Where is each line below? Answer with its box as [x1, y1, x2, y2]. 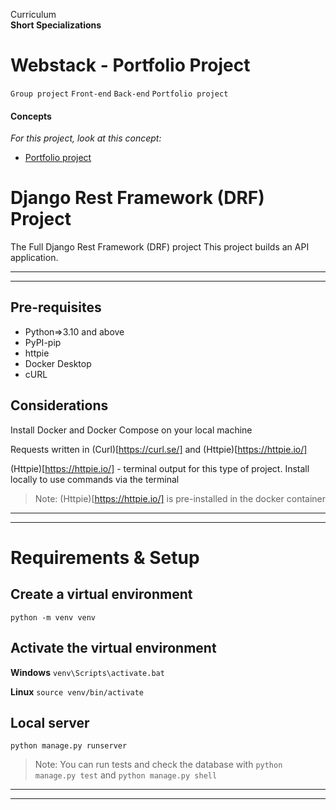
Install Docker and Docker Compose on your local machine [10, 424, 253, 436]
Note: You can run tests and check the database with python [34, 759, 283, 771]
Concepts [10, 110, 52, 122]
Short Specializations [10, 19, 102, 31]
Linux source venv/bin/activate [10, 685, 145, 698]
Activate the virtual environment [10, 640, 217, 657]
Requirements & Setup [10, 546, 200, 569]
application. [10, 252, 59, 264]
